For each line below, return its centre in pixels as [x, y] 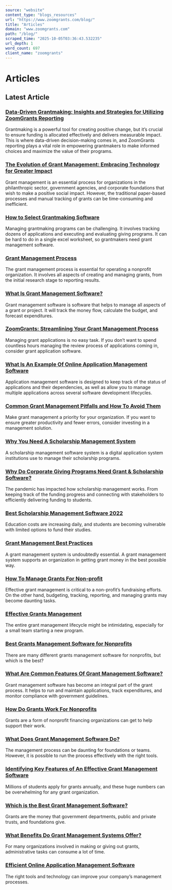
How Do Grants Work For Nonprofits [51, 709]
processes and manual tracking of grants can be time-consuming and [79, 199]
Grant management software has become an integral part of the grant [79, 685]
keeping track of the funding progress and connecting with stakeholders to [85, 495]
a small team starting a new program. [45, 631]
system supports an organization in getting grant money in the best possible [86, 559]
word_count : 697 [23, 48]
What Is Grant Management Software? [54, 294]
